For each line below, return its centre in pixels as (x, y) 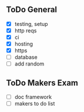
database (26, 57)
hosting (24, 44)
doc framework (33, 97)
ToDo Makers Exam (42, 83)
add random (29, 64)
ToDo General (32, 10)
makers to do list (35, 104)
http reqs (26, 30)
